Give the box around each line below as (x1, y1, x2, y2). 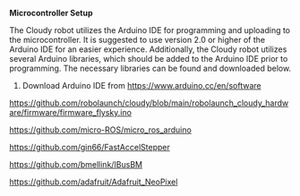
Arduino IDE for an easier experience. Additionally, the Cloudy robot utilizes (9, 44, 287, 55)
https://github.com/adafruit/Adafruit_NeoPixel (9, 176, 178, 187)
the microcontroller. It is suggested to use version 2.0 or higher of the (9, 35, 266, 45)
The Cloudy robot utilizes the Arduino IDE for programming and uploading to (9, 25, 291, 35)
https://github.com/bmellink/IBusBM (9, 159, 143, 169)
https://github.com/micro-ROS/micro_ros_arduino (9, 124, 193, 135)
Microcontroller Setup (9, 8, 93, 18)
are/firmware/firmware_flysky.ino (9, 107, 133, 117)
